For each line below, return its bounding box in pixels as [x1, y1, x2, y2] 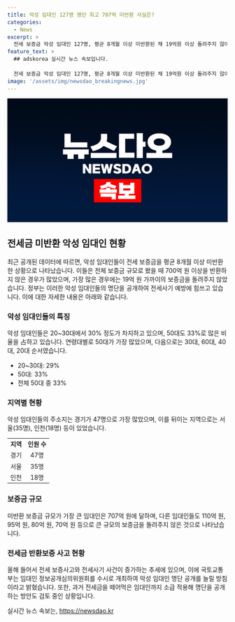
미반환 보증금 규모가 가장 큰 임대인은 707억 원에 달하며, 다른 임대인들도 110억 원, [7, 511, 226, 520]
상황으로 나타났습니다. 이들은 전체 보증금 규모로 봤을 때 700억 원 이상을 [14, 266, 208, 274]
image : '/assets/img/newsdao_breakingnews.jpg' [7, 78, 149, 85]
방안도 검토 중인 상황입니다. [20, 592, 96, 600]
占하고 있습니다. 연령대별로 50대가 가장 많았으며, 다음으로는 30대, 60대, [20, 338, 217, 346]
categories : [7, 18, 42, 26]
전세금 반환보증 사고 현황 [7, 548, 85, 558]
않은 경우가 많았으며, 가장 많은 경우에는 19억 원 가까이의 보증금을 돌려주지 [14, 275, 215, 283]
